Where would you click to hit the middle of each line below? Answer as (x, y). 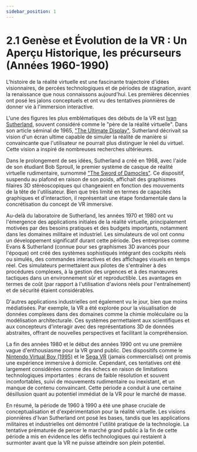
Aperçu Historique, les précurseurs (94, 53)
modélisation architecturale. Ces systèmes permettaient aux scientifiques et (98, 320)
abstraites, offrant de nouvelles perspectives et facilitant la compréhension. (97, 332)
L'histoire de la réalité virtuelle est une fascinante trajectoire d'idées (88, 81)
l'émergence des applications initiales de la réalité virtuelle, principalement (96, 222)
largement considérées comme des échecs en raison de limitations (87, 369)
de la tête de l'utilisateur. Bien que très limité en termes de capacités (89, 192)
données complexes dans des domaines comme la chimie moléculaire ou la (97, 314)
